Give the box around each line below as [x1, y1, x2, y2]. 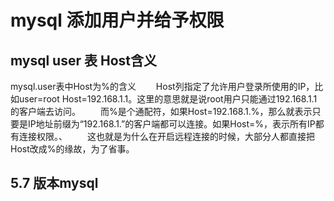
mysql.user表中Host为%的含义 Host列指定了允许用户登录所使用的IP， [10, 81, 315, 92]
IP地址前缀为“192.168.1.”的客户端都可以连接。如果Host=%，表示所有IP [27, 118, 316, 130]
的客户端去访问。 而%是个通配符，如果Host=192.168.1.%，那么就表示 [10, 106, 313, 117]
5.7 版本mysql [10, 175, 99, 192]
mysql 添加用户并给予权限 [10, 9, 225, 32]
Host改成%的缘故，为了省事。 [10, 143, 135, 155]
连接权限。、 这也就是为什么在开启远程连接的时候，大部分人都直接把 [18, 131, 315, 142]
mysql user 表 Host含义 [10, 52, 157, 69]
